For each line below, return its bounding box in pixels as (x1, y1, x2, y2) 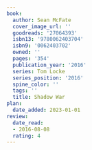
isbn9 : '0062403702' (12, 42, 71, 49)
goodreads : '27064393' (12, 29, 78, 37)
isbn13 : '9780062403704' (12, 36, 84, 43)
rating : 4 (12, 132, 41, 139)
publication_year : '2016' (12, 62, 87, 68)
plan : (6, 100, 22, 107)
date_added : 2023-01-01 (12, 106, 80, 113)
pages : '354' (12, 55, 50, 62)
